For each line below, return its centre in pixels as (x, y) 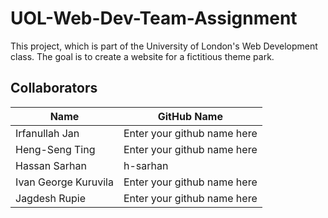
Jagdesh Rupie (51, 198)
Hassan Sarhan (51, 165)
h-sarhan (146, 165)
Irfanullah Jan (47, 133)
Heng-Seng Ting (55, 149)
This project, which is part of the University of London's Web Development (164, 46)
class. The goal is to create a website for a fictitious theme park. (142, 56)
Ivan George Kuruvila (64, 182)
